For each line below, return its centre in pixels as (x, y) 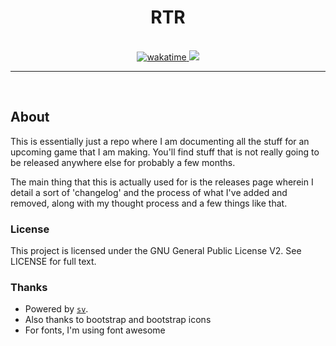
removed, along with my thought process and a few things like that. (149, 203)
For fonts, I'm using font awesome (95, 330)
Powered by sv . (56, 309)
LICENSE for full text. (53, 262)
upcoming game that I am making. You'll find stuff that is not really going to (165, 152)
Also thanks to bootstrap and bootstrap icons (118, 320)
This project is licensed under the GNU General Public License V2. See (156, 251)
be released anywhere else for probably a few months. (123, 162)
